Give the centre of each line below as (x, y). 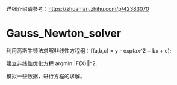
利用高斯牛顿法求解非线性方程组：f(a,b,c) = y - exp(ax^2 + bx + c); (89, 50)
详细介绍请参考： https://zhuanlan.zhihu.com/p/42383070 (78, 9)
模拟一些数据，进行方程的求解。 (46, 76)
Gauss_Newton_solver (64, 33)
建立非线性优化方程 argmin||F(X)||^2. (52, 63)
